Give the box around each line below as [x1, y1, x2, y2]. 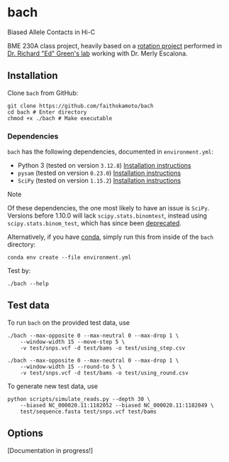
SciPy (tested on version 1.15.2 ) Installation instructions [17, 176, 181, 185]
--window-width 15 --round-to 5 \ [20, 363, 122, 370]
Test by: [7, 267, 31, 275]
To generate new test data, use [7, 382, 98, 390]
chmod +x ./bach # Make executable [7, 114, 113, 122]
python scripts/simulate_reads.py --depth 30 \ [7, 395, 151, 402]
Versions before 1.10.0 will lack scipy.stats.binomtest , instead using [7, 211, 208, 220]
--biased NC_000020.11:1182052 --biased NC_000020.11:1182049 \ [20, 402, 214, 409]
